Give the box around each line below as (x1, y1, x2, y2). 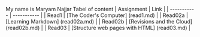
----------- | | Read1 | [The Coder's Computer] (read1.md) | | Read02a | (12, 12, 189, 19)
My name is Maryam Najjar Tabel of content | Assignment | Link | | (5, 6, 169, 12)
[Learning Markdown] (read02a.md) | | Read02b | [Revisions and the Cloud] (5, 18, 193, 25)
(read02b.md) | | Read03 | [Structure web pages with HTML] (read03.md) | (5, 24, 191, 31)
